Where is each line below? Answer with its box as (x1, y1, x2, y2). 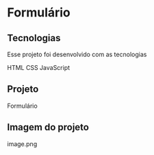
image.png (7, 139, 38, 148)
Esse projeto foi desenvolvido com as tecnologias (7, 50, 147, 58)
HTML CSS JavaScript (7, 64, 70, 71)
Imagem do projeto (7, 121, 89, 133)
